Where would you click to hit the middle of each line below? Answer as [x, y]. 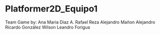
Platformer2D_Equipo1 [51, 9]
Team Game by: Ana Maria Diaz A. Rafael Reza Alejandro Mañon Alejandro [80, 22]
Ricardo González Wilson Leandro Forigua [48, 27]
